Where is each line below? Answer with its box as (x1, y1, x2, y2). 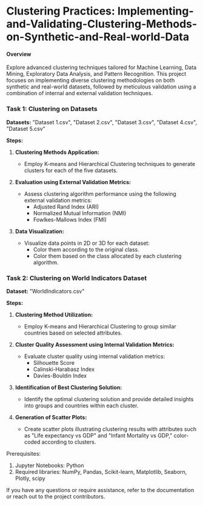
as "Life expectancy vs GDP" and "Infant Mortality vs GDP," (24, 431, 173, 439)
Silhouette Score (33, 359, 75, 366)
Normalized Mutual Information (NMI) (33, 209, 127, 216)
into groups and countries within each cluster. (24, 402, 139, 409)
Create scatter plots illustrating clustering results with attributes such (24, 425, 197, 433)
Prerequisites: (6, 450, 41, 457)
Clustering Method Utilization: (15, 311, 93, 318)
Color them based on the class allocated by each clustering (33, 252, 182, 259)
